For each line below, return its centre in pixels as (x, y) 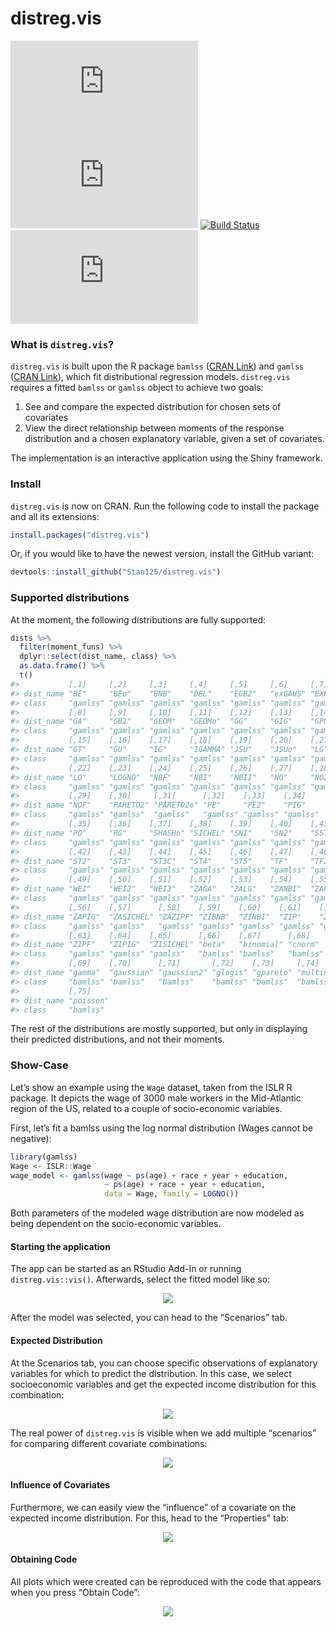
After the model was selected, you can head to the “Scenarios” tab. (149, 1318)
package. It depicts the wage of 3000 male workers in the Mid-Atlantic (156, 1098)
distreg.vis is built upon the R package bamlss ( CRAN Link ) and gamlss (157, 366)
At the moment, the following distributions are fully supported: (138, 619)
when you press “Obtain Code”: (75, 1592)
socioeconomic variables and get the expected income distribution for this (163, 1384)
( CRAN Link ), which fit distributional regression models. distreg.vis (150, 377)
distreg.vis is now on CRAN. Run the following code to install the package (165, 506)
